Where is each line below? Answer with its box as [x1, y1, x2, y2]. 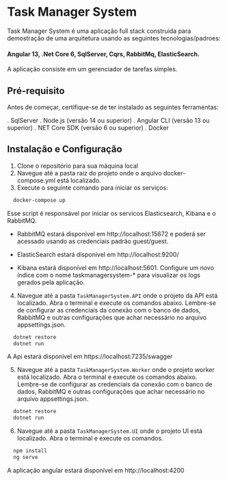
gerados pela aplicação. [16, 278, 85, 286]
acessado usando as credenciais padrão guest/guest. [16, 237, 169, 245]
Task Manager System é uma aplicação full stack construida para [7, 27, 191, 35]
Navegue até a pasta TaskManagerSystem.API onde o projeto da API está [16, 291, 218, 299]
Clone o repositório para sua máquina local [16, 162, 139, 170]
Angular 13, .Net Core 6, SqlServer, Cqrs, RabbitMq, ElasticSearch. [7, 49, 200, 58]
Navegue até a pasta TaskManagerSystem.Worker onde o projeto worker [16, 366, 215, 374]
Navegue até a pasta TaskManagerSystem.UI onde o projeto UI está [16, 427, 203, 435]
